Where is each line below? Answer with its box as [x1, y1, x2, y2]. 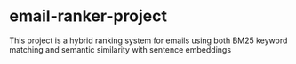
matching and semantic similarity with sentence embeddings [9, 44, 232, 54]
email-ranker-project [9, 6, 167, 26]
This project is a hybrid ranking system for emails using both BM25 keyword [9, 35, 288, 46]
